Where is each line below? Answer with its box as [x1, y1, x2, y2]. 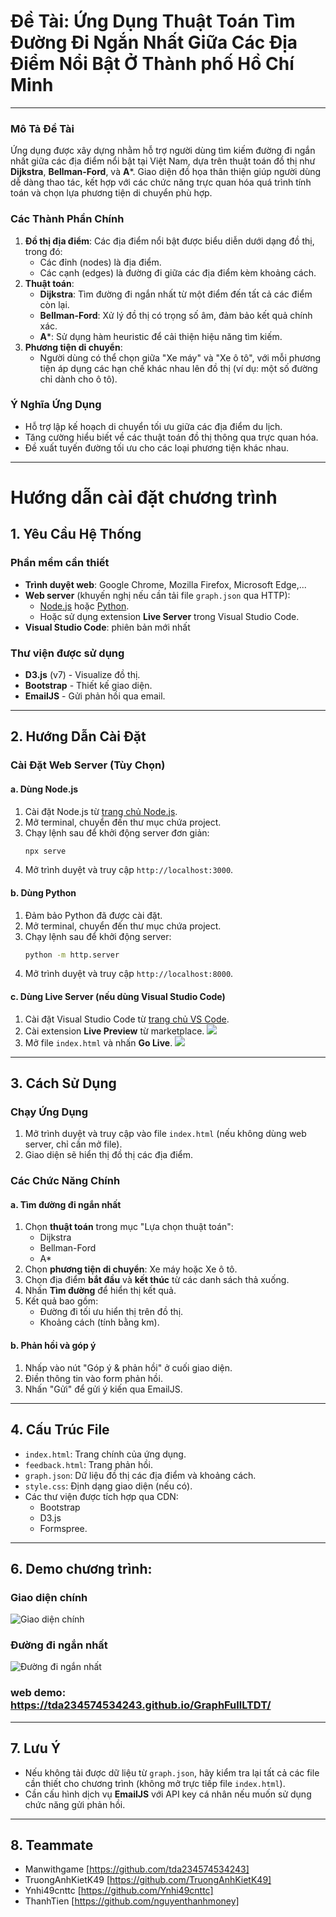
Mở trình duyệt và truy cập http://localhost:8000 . [24, 968, 234, 980]
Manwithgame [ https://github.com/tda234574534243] [24, 1863, 250, 1875]
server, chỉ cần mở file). [24, 1138, 123, 1150]
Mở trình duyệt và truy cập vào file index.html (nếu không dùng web [24, 1128, 307, 1140]
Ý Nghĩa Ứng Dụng [10, 398, 102, 412]
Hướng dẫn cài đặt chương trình [10, 486, 278, 509]
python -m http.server [24, 950, 120, 960]
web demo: [10, 1686, 67, 1700]
